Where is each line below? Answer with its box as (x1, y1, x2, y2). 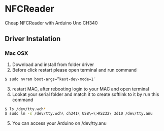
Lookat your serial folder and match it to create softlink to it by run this (12, 91, 159, 97)
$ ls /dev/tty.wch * (5, 106, 46, 112)
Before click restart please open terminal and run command (12, 67, 137, 73)
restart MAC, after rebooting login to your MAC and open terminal (12, 86, 149, 92)
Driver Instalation (5, 35, 61, 43)
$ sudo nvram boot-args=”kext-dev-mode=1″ (5, 77, 96, 82)
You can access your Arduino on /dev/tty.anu (12, 120, 107, 126)
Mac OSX (5, 50, 28, 57)
